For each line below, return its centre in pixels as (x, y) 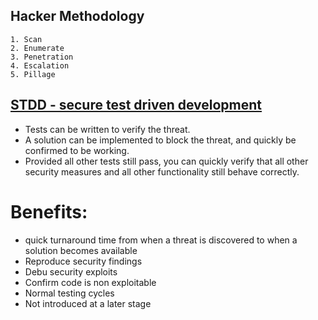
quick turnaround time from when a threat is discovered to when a (161, 240)
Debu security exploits (71, 271)
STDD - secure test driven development (136, 105)
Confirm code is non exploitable (90, 282)
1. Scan (26, 39)
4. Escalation (40, 65)
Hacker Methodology (77, 16)
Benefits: (49, 211)
